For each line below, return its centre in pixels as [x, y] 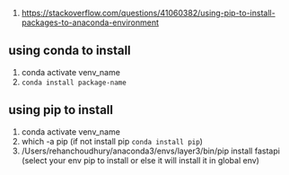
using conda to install [70, 51]
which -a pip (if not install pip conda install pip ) [112, 141]
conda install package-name [74, 83]
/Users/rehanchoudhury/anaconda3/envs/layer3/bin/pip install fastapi [150, 151]
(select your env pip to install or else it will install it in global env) [140, 160]
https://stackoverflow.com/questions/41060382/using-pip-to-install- [148, 13]
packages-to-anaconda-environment [90, 22]
